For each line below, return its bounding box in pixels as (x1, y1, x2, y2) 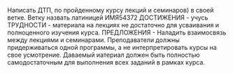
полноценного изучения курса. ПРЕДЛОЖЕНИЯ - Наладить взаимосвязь (7, 28, 227, 36)
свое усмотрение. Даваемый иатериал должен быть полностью (7, 51, 201, 59)
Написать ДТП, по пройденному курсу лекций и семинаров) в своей (7, 6, 214, 14)
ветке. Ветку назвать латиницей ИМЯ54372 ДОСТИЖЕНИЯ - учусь (7, 13, 209, 22)
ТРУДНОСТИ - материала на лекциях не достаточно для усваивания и (7, 21, 219, 29)
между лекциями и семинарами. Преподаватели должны (7, 36, 180, 44)
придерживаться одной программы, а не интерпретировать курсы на (7, 44, 217, 51)
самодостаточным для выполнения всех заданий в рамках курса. (7, 58, 205, 66)
